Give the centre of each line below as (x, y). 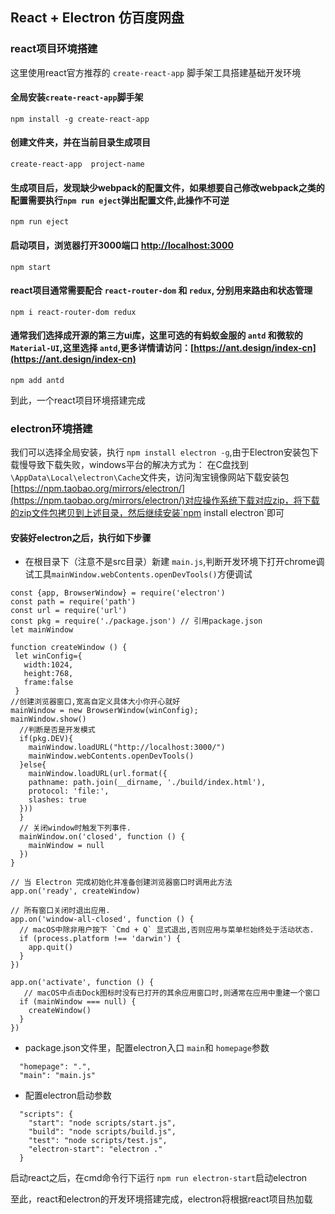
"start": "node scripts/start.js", (102, 1123)
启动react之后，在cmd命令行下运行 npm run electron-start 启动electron (159, 1178)
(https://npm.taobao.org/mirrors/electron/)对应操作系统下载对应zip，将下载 (165, 500)
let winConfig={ (48, 656)
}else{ (33, 765)
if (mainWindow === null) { (78, 1002)
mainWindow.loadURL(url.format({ (98, 774)
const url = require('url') (69, 611)
